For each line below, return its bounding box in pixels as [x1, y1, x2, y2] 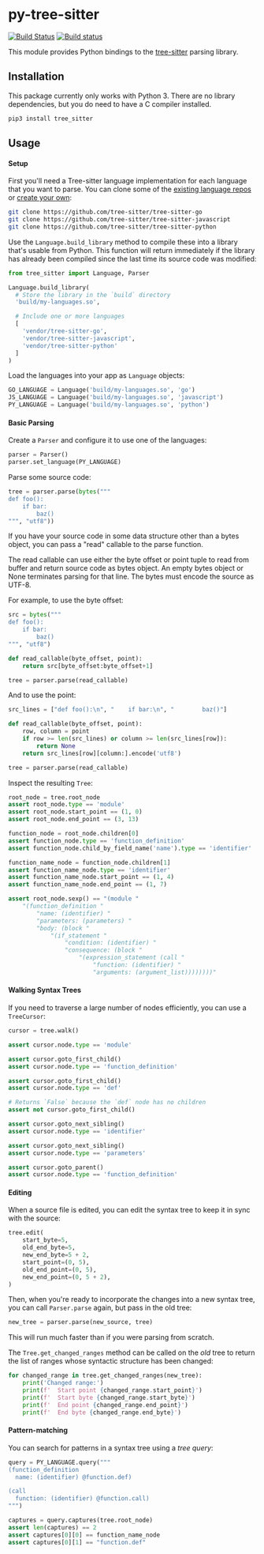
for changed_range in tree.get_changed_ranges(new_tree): [8, 1371, 203, 1380]
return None [36, 741, 76, 750]
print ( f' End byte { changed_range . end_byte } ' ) [22, 1409, 181, 1416]
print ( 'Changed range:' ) [22, 1379, 104, 1387]
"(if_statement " [50, 931, 108, 940]
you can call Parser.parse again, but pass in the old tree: [8, 1303, 192, 1313]
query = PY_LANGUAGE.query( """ [8, 1458, 111, 1466]
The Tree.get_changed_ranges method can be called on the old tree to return [8, 1348, 255, 1357]
